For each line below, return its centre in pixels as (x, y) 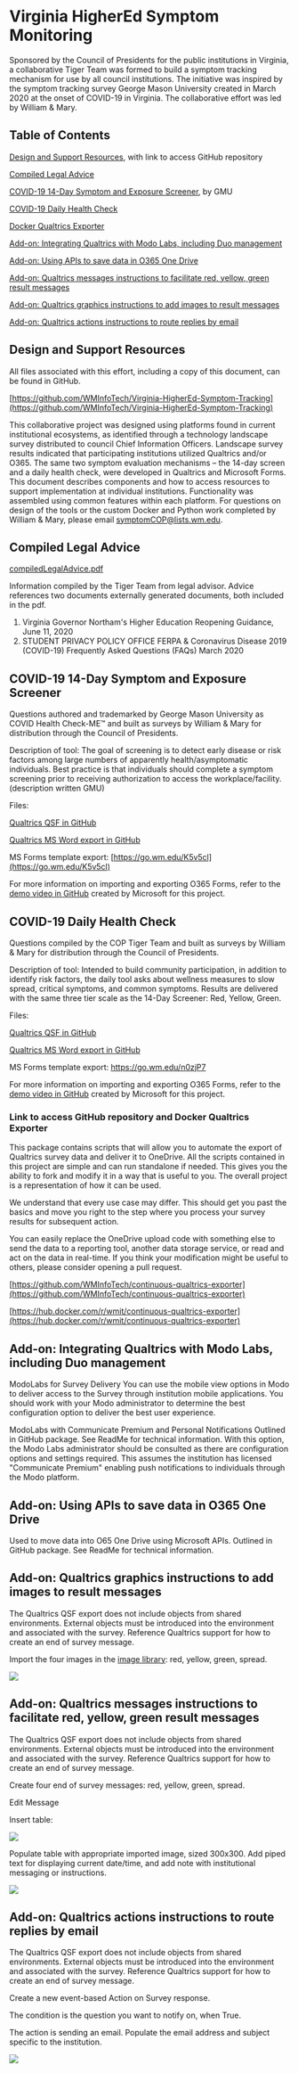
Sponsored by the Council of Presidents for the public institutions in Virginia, (149, 60)
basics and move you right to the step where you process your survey (137, 1212)
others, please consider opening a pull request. (96, 1267)
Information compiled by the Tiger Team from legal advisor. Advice (132, 586)
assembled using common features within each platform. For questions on (145, 500)
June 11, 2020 (48, 632)
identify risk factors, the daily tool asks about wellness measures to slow (142, 979)
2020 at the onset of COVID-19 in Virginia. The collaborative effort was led (145, 98)
